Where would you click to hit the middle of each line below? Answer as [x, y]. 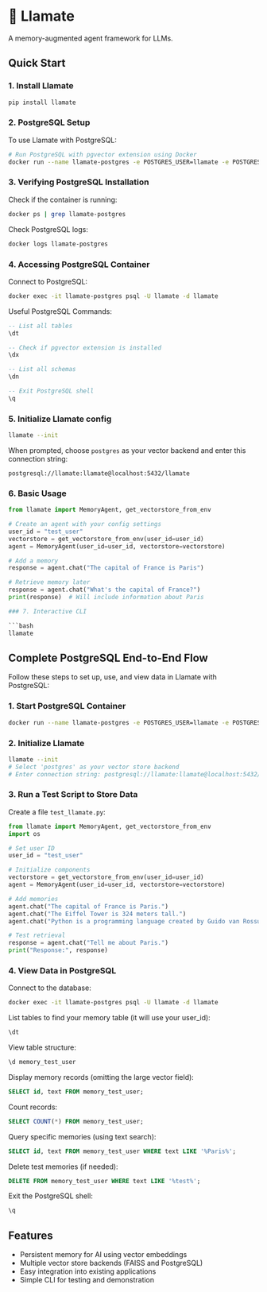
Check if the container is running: [63, 199]
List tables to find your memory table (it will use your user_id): [109, 1018]
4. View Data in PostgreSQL [62, 970]
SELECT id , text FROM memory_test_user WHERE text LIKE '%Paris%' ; [122, 1151]
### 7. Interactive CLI [48, 611]
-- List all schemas [43, 369]
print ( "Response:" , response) [58, 950]
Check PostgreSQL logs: [48, 229]
